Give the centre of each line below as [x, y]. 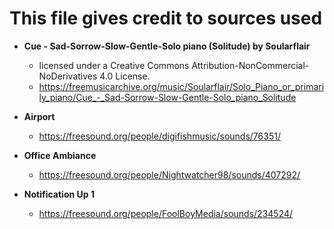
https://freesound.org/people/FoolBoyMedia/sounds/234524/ [166, 213]
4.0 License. [125, 76]
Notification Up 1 [59, 194]
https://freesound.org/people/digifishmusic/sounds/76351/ [159, 136]
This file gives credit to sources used [166, 18]
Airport [39, 116]
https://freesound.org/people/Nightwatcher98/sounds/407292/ [169, 174]
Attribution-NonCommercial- [250, 65]
